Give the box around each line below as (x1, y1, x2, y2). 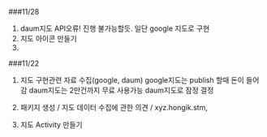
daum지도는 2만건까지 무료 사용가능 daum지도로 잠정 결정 (28, 85, 214, 95)
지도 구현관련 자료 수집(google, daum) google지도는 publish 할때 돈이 (19, 75, 245, 84)
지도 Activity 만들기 (19, 120, 83, 129)
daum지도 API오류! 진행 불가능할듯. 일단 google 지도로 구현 (19, 24, 210, 33)
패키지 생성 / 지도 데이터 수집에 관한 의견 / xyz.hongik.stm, (19, 103, 209, 112)
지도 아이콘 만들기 (19, 34, 77, 43)
